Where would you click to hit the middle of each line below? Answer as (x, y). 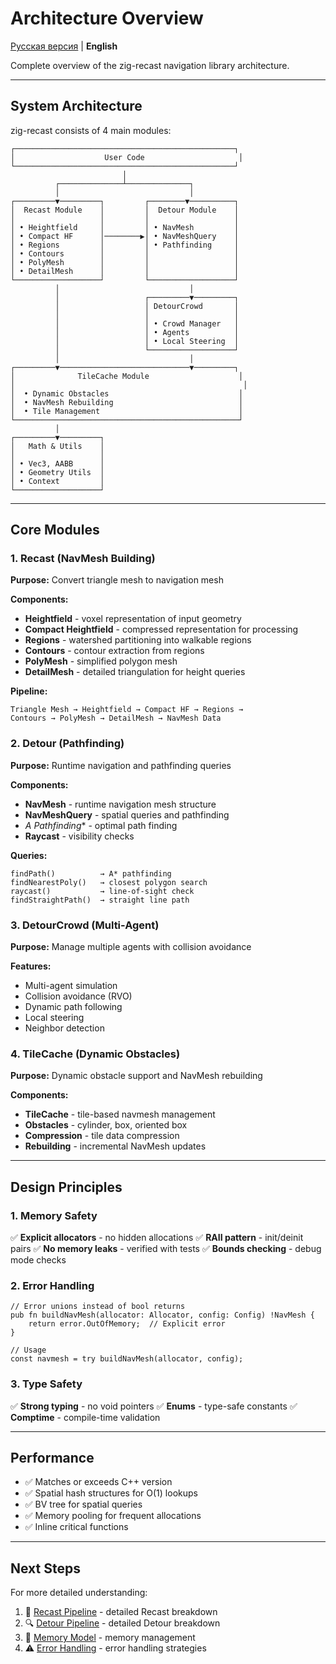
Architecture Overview (107, 18)
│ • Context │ (57, 481)
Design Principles (66, 1187)
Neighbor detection (64, 1028)
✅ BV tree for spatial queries (83, 1504)
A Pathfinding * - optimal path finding (101, 825)
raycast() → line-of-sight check (102, 891)
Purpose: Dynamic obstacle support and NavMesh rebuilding (136, 1076)
